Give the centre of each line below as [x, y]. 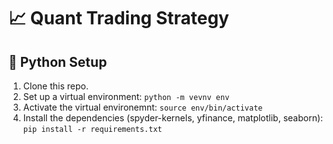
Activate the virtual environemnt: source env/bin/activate [142, 107]
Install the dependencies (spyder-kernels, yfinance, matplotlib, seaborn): [173, 118]
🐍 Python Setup [58, 61]
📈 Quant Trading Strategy [119, 18]
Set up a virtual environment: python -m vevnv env [126, 96]
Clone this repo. [55, 86]
